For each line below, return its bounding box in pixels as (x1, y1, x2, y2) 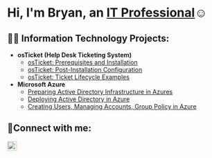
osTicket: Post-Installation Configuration (27, 66, 143, 73)
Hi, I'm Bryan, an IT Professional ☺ (7, 5, 208, 21)
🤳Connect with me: (7, 123, 91, 134)
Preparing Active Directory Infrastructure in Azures (27, 88, 173, 96)
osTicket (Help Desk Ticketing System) (17, 51, 132, 59)
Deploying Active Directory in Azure (27, 95, 130, 103)
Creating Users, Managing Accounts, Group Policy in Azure (27, 103, 197, 110)
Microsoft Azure (17, 80, 66, 88)
